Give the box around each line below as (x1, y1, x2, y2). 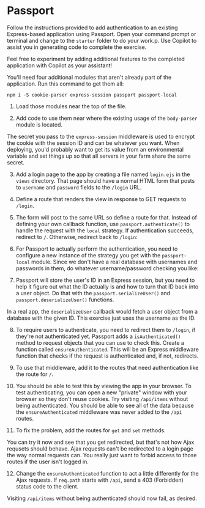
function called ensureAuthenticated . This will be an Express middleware (15, 345, 199, 353)
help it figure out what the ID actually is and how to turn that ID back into (15, 282, 199, 290)
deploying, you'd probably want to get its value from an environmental (7, 145, 184, 153)
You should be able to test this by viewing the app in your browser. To (15, 382, 192, 389)
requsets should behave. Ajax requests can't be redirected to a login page (7, 444, 193, 452)
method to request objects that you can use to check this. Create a (15, 339, 184, 346)
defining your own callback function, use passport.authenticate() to (15, 220, 190, 227)
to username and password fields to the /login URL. (15, 183, 142, 191)
